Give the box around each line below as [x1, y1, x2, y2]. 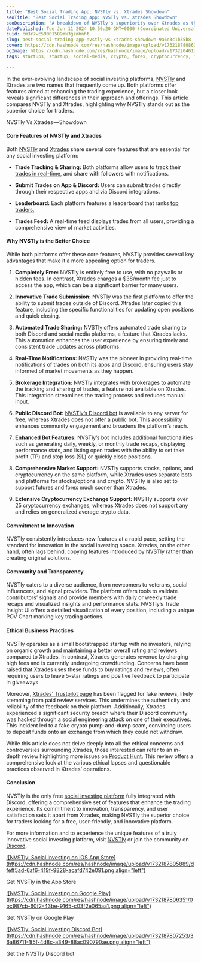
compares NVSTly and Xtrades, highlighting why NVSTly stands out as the [6, 100, 190, 108]
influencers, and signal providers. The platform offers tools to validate [6, 588, 178, 595]
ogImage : [6, 48, 28, 54]
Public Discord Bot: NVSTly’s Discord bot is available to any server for [14, 410, 188, 417]
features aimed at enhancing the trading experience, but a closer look [6, 87, 178, 95]
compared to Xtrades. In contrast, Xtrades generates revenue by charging [6, 653, 188, 660]
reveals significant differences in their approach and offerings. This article [6, 94, 188, 101]
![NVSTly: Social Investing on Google [6, 889, 98, 896]
